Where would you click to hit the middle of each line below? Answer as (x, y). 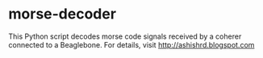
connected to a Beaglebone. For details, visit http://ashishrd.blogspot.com (131, 44)
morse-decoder (63, 14)
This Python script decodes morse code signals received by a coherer (125, 36)
